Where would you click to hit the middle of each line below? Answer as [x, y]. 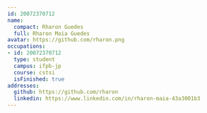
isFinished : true [39, 79]
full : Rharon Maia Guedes [52, 33]
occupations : [26, 46]
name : [15, 20]
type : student [34, 60]
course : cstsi [34, 72]
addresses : [23, 86]
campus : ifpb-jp [37, 66]
